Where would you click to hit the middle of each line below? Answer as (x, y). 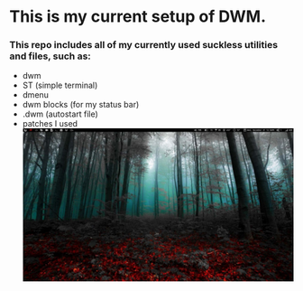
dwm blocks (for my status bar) (81, 105)
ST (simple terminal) (60, 85)
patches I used (50, 124)
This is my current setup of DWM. (138, 17)
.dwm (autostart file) (60, 114)
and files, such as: (50, 56)
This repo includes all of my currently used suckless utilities (143, 45)
